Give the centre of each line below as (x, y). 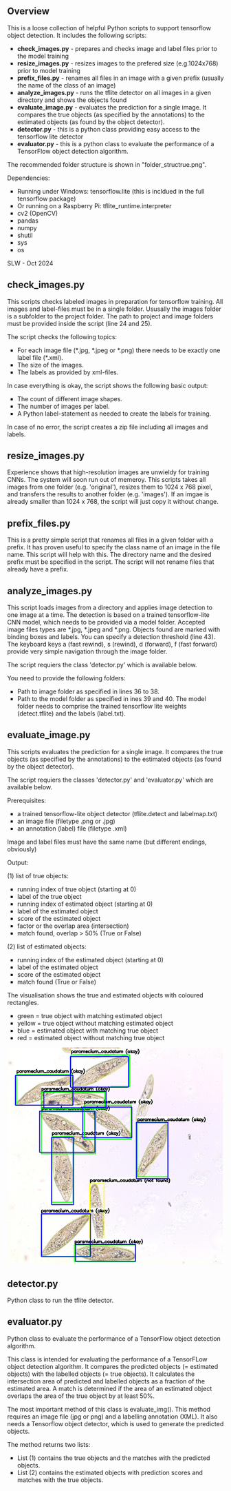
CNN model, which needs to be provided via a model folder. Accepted (106, 622)
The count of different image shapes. (69, 398)
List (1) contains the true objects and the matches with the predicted (113, 1458)
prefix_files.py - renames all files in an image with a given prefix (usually (120, 78)
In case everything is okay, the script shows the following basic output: (108, 385)
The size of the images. (50, 365)
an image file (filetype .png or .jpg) (66, 821)
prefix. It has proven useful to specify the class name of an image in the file (114, 547)
